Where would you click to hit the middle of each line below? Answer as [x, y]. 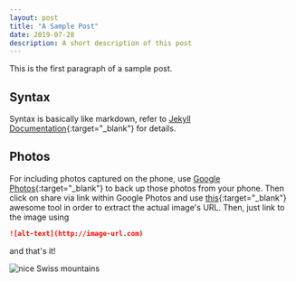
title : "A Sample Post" [54, 26]
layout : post [34, 18]
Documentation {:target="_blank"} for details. [93, 128]
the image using [39, 217]
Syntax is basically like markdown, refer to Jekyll [100, 119]
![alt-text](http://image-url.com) [76, 233]
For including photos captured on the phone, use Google [115, 178]
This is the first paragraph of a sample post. [91, 69]
